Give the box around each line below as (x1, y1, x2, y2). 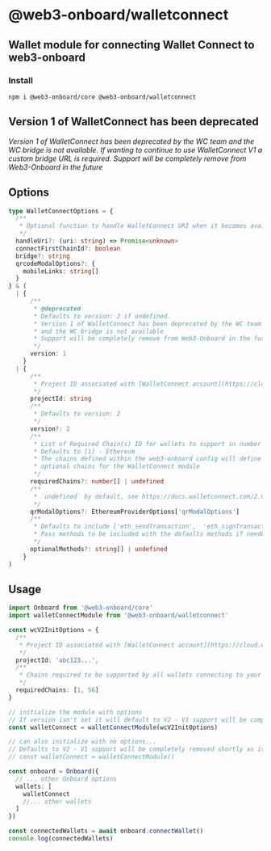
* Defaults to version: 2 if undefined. (33, 312, 172, 320)
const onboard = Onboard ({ (8, 768, 99, 776)
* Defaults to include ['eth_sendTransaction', (33, 523, 197, 531)
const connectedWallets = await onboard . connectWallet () (8, 827, 204, 836)
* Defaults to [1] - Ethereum (33, 447, 135, 456)
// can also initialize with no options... (8, 738, 157, 746)
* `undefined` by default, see (33, 492, 139, 500)
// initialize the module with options (8, 708, 143, 716)
